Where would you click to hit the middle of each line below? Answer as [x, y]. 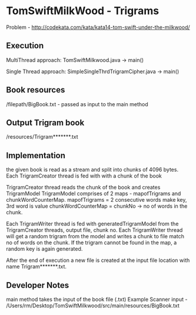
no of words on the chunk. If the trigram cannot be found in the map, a [92, 242]
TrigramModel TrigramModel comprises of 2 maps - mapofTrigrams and [94, 193]
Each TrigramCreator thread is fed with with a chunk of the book [84, 176]
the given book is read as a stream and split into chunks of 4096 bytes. [92, 170]
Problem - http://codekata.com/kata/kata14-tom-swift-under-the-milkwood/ [98, 27]
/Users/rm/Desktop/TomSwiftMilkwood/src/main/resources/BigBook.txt [93, 306]
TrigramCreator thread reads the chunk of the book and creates [83, 188]
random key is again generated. [44, 249]
